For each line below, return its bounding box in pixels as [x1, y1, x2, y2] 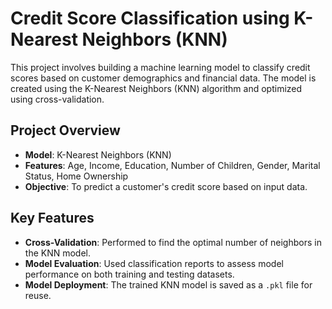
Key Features [10, 210, 95, 227]
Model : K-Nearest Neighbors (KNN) [24, 148, 172, 161]
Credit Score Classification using [10, 7, 290, 30]
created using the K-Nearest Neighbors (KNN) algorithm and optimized [10, 82, 303, 94]
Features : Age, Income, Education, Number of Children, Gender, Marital [24, 159, 321, 171]
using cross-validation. [10, 93, 105, 105]
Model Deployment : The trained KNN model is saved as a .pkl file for [24, 278, 313, 291]
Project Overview [10, 122, 121, 139]
